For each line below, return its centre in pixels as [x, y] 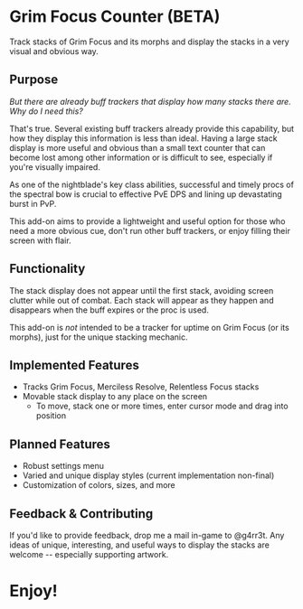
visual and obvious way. [54, 51]
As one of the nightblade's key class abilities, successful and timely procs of [151, 184]
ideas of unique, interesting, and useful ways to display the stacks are [139, 545]
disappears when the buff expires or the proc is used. [109, 310]
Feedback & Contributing [81, 514]
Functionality [47, 269]
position [51, 416]
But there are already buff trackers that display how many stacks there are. [150, 101]
